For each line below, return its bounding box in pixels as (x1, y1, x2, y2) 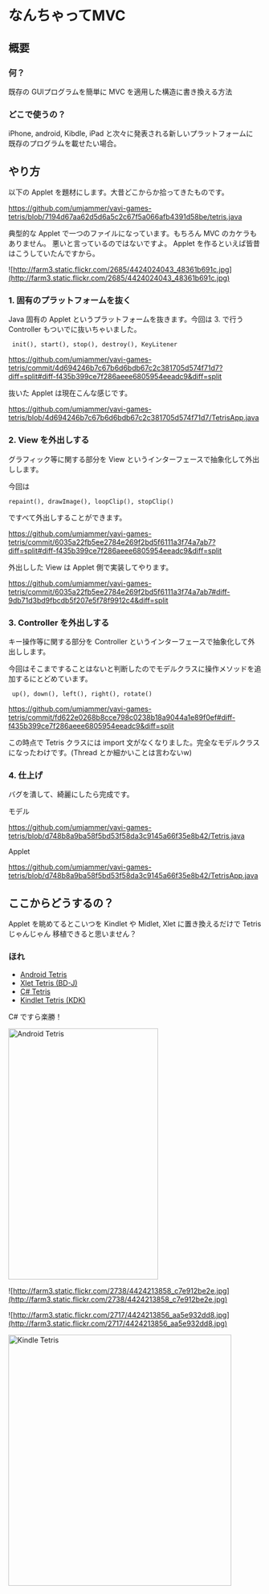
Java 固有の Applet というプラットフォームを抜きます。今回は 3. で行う (8, 314, 244, 325)
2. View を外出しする (8, 435, 90, 446)
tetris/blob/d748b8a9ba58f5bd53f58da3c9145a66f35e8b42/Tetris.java (8, 832, 245, 841)
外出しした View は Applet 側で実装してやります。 (8, 562, 173, 572)
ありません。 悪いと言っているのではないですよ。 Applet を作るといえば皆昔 (8, 238, 261, 248)
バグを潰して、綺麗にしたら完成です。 (8, 790, 134, 799)
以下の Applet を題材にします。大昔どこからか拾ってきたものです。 (8, 187, 229, 197)
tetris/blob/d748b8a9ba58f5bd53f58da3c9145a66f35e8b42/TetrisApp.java (8, 871, 259, 881)
